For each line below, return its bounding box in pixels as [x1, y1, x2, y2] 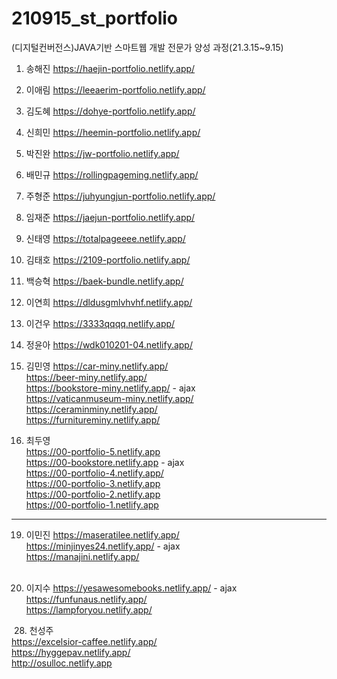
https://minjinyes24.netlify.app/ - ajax [25, 540, 181, 552]
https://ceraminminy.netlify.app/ [25, 403, 158, 415]
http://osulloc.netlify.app [11, 657, 113, 669]
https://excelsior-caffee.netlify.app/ [11, 635, 158, 647]
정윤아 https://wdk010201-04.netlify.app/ [25, 338, 193, 351]
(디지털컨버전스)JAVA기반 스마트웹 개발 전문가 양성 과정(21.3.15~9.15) [11, 41, 284, 53]
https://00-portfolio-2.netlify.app [25, 488, 161, 500]
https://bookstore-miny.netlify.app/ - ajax [25, 382, 196, 394]
